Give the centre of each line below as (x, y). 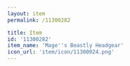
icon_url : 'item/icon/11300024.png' (61, 52)
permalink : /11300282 (39, 20)
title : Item (25, 33)
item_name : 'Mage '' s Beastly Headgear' (66, 46)
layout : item (26, 14)
